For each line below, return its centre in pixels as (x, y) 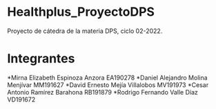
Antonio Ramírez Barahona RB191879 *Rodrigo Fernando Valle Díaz (103, 92)
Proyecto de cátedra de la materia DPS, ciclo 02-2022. (85, 31)
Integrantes (41, 59)
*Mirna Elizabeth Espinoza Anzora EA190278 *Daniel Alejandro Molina (108, 77)
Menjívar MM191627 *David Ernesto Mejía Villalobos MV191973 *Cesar (108, 85)
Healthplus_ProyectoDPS (81, 12)
